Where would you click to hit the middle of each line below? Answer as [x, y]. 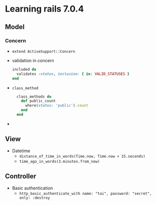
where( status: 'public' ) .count [57, 106]
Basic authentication [32, 188]
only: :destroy [34, 198]
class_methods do [34, 96]
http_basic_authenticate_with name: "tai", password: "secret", [86, 193]
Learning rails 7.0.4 [44, 9]
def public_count [38, 101]
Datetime [21, 151]
